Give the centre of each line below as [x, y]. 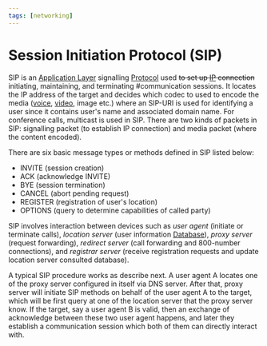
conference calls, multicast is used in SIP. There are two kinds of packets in [133, 120]
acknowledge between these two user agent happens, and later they [122, 317]
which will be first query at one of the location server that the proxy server [131, 300]
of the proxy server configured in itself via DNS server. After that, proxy [126, 284]
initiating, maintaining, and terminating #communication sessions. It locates [132, 86]
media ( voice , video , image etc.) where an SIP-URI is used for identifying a [131, 103]
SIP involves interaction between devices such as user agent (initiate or [126, 225]
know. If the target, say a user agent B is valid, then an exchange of [119, 309]
